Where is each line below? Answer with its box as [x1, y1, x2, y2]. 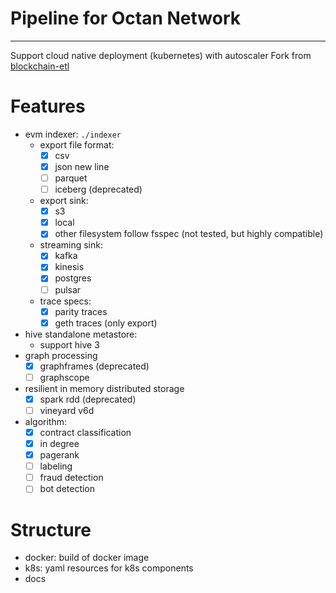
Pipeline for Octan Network [10, 7, 241, 30]
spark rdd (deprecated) [39, 393, 137, 405]
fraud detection [39, 472, 104, 484]
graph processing [24, 349, 98, 361]
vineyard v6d [39, 404, 95, 416]
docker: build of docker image [24, 552, 150, 564]
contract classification [39, 426, 132, 438]
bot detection [39, 483, 96, 495]
